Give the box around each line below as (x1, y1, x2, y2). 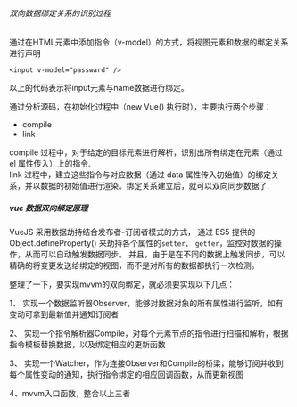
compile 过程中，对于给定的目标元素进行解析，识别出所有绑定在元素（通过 (9, 147, 284, 158)
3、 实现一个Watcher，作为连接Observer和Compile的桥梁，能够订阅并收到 (9, 358, 284, 369)
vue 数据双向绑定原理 (9, 202, 88, 213)
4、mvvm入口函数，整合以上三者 (9, 388, 131, 399)
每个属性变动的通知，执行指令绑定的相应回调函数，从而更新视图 (9, 370, 243, 380)
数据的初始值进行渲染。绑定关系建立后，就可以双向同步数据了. (39, 181, 270, 191)
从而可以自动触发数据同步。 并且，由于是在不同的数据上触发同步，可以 (24, 249, 285, 260)
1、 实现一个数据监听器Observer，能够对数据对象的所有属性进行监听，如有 (9, 298, 284, 309)
